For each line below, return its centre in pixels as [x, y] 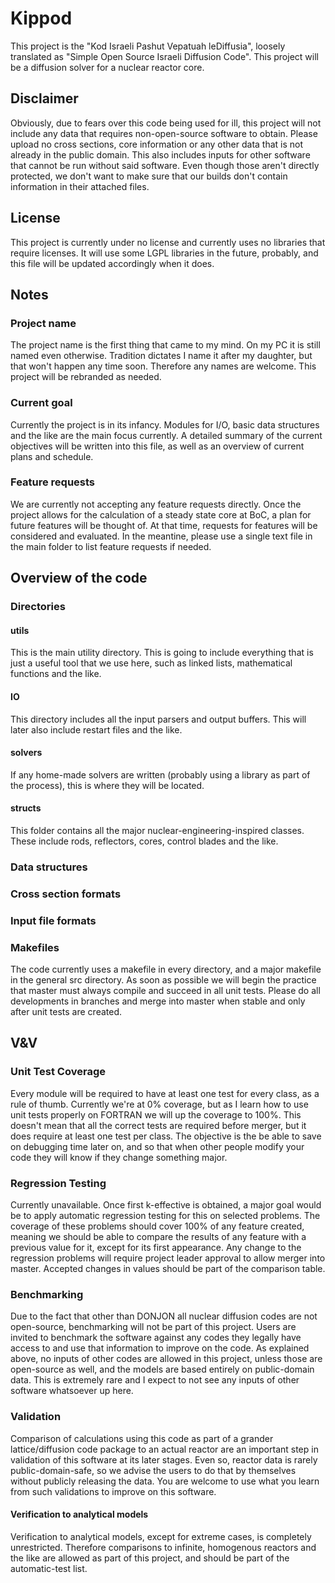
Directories [38, 607]
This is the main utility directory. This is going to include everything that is [162, 653]
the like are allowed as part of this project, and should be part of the [150, 1558]
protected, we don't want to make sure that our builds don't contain [149, 176]
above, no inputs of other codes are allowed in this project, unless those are [166, 1359]
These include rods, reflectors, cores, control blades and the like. [144, 841]
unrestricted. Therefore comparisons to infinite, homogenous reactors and [163, 1547]
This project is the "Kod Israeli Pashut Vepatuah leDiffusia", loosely [148, 46]
